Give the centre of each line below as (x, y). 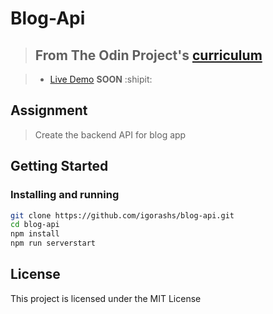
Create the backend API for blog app (110, 134)
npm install (35, 234)
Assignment (49, 110)
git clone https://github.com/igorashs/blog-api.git (122, 215)
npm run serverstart (53, 243)
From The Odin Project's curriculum (148, 55)
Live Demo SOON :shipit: (101, 79)
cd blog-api (35, 225)
